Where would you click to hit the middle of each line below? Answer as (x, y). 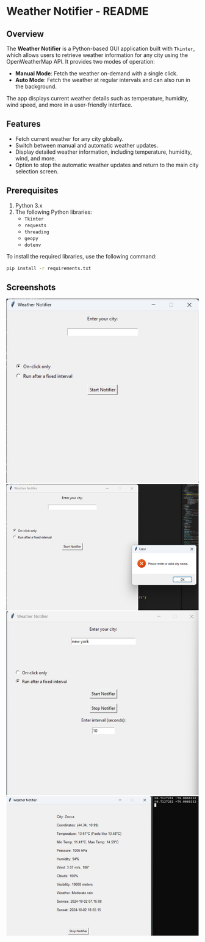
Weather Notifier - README (77, 11)
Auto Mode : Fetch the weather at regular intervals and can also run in (103, 80)
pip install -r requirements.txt (49, 268)
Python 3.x (29, 205)
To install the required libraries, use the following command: (81, 256)
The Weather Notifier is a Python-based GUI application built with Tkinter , (101, 48)
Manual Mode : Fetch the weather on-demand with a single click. (96, 73)
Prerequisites (32, 191)
